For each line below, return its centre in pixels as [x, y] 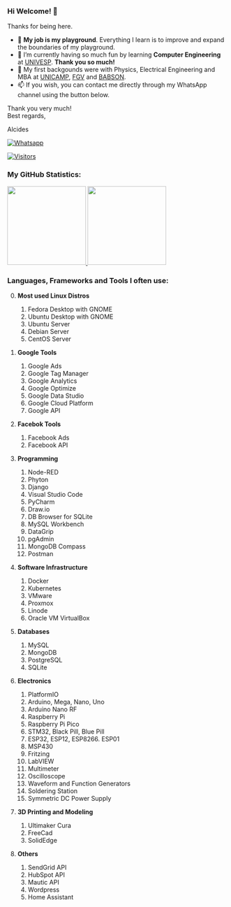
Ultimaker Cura [50, 825]
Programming [38, 458]
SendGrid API [47, 867]
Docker [38, 581]
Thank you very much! [39, 108]
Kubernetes [44, 588]
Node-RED [43, 472]
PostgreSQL [45, 660]
